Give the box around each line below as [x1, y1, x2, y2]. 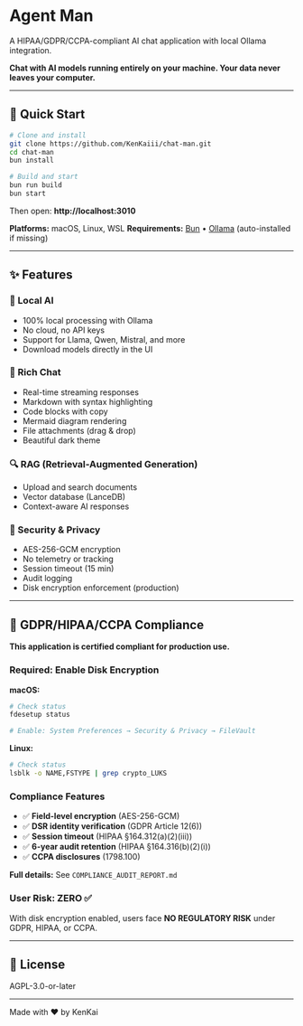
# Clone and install [9, 130, 87, 140]
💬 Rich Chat [9, 366, 61, 379]
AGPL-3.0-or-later [9, 981, 77, 992]
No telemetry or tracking [22, 553, 115, 565]
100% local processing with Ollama [22, 315, 153, 325]
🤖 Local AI [9, 295, 54, 307]
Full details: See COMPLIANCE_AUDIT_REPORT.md [9, 870, 178, 880]
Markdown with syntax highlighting [22, 396, 153, 407]
